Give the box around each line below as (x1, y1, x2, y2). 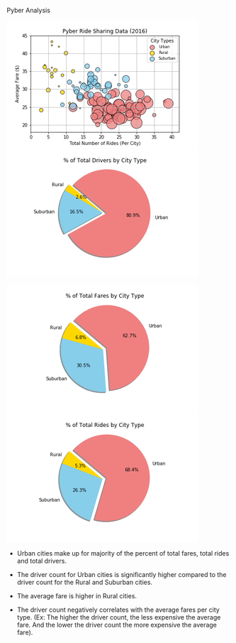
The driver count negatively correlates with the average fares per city (16, 605, 220, 614)
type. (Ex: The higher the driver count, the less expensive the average (16, 613, 221, 621)
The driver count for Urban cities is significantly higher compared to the (16, 571, 227, 578)
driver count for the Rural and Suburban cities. (16, 578, 153, 586)
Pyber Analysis (6, 6, 51, 14)
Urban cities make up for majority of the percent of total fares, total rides (16, 549, 230, 557)
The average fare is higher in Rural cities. (16, 592, 137, 600)
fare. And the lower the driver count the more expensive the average (16, 621, 218, 629)
